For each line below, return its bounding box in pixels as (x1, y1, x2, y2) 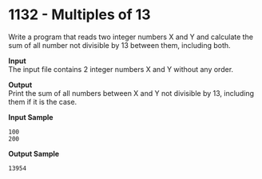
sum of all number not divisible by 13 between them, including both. (8, 40, 231, 50)
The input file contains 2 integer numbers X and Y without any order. (8, 64, 234, 74)
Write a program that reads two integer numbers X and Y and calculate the (8, 32, 254, 42)
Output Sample (8, 149, 60, 158)
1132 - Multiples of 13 (8, 6, 151, 24)
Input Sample (8, 112, 54, 121)
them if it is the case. (8, 97, 77, 106)
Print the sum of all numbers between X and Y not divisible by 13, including (8, 88, 254, 97)
